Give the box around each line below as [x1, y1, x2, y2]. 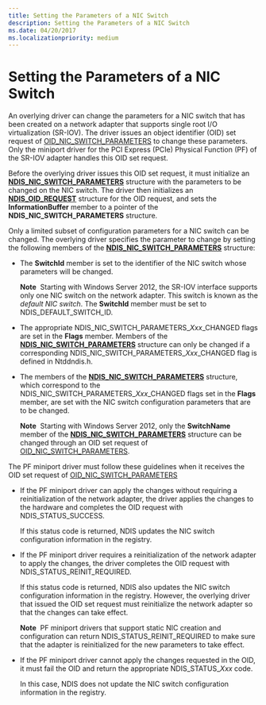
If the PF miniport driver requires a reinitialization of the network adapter [19, 550, 256, 560]
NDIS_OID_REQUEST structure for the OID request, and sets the [8, 194, 217, 203]
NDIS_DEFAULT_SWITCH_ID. [19, 307, 114, 318]
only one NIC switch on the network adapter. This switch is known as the [19, 291, 258, 300]
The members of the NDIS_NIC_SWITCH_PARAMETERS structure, [19, 372, 238, 382]
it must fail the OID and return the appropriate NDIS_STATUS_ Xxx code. [19, 664, 253, 673]
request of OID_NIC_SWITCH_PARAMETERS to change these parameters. [8, 137, 249, 146]
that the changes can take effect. [19, 608, 129, 618]
